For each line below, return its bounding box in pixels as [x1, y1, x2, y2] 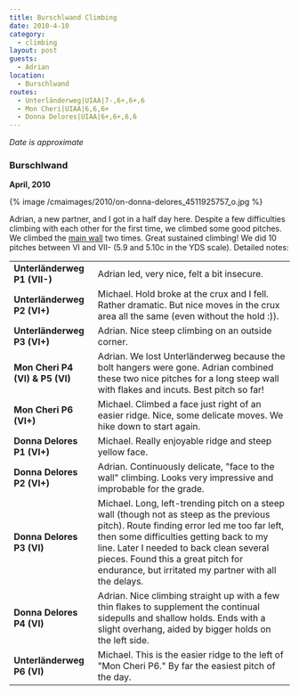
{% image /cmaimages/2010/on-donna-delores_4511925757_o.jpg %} [9, 197, 263, 208]
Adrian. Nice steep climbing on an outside [97, 324, 272, 337]
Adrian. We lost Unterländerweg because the [97, 350, 286, 363]
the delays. [97, 576, 144, 588]
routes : [9, 87, 38, 96]
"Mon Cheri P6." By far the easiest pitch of [97, 660, 276, 673]
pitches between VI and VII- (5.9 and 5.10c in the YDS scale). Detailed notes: [9, 242, 289, 253]
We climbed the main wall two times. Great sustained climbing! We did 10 [9, 233, 278, 243]
